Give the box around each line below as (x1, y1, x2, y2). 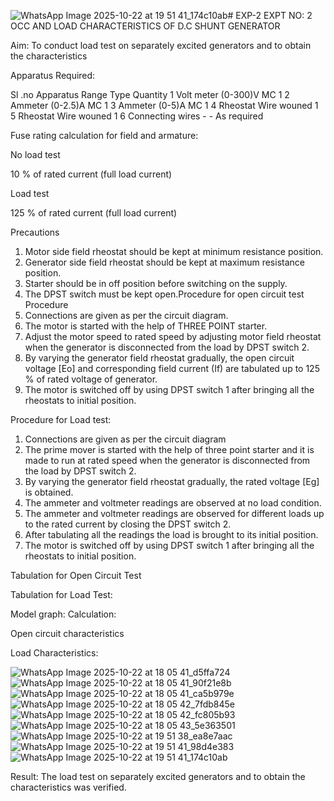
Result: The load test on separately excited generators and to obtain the (10, 771, 306, 782)
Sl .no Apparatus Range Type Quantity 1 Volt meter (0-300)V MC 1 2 (10, 89, 290, 100)
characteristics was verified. (10, 781, 127, 793)
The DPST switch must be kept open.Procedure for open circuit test (24, 288, 305, 300)
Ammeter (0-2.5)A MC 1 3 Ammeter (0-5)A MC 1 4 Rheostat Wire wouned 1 (10, 100, 319, 111)
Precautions (10, 226, 60, 238)
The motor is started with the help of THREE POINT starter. (24, 320, 268, 332)
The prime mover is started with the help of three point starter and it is (24, 444, 315, 455)
